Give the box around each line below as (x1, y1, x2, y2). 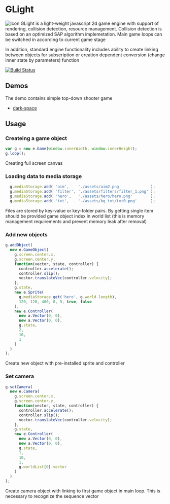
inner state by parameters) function (5, 57, 80, 63)
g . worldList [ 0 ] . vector (18, 464, 67, 470)
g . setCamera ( (5, 384, 33, 389)
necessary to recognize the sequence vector (5, 493, 99, 499)
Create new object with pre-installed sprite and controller (5, 360, 125, 366)
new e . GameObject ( (10, 247, 49, 253)
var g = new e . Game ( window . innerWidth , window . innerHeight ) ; (5, 146, 138, 152)
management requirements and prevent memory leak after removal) (5, 218, 147, 224)
